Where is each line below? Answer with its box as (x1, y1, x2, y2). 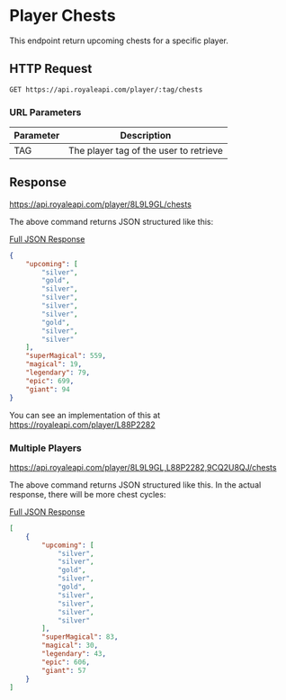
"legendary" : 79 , (25, 368, 91, 378)
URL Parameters (9, 105, 82, 118)
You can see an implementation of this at (9, 409, 161, 420)
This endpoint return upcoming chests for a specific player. (9, 35, 229, 46)
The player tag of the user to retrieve (67, 145, 223, 157)
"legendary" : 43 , (41, 650, 106, 659)
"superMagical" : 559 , (25, 352, 106, 361)
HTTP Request (9, 61, 93, 76)
